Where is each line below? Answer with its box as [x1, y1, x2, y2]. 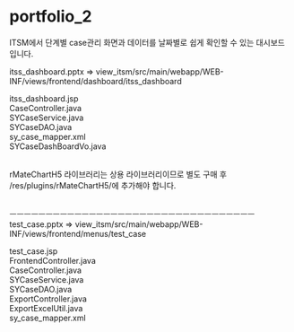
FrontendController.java [9, 255, 96, 266]
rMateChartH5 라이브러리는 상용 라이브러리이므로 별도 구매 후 [9, 169, 227, 179]
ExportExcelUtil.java [9, 302, 83, 313]
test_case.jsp [9, 245, 58, 257]
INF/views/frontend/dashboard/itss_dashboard [9, 75, 182, 86]
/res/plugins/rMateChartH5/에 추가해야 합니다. [9, 179, 177, 190]
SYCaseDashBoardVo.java [9, 141, 107, 152]
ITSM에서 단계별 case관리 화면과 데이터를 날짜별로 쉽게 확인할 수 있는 [9, 37, 255, 48]
